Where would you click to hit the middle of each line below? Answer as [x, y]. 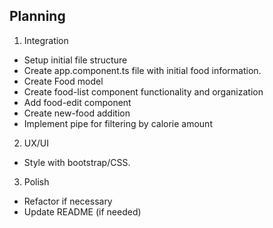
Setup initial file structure [75, 60]
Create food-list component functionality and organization [143, 91]
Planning [37, 16]
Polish [36, 181]
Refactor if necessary [68, 201]
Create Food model [63, 81]
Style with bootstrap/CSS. [77, 162]
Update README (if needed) [82, 211]
